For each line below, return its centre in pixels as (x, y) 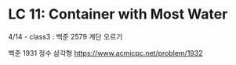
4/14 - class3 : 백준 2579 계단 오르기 (65, 36)
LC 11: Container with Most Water (118, 14)
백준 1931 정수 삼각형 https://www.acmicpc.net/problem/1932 (105, 53)
